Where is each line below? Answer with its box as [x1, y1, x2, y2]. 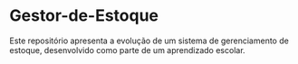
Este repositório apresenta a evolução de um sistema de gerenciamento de [9, 35, 290, 46]
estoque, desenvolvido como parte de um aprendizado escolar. [9, 44, 246, 55]
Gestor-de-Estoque [9, 5, 159, 26]
